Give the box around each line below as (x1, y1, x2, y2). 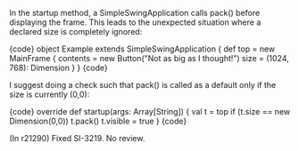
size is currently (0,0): (9, 89, 90, 99)
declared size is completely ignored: (9, 27, 143, 36)
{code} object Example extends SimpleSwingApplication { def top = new (9, 44, 276, 54)
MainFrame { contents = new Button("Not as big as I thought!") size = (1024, (9, 53, 290, 63)
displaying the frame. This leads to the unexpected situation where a (9, 17, 262, 28)
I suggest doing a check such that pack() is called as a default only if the (9, 80, 277, 90)
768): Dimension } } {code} (9, 62, 109, 73)
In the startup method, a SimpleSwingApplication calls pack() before (9, 8, 261, 18)
